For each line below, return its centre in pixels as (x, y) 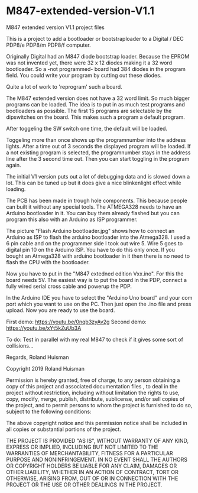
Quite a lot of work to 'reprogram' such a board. (64, 86)
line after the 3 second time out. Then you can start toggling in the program (98, 158)
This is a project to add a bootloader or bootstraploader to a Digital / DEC (95, 38)
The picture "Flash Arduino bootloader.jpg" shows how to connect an (90, 231)
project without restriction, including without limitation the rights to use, (93, 393)
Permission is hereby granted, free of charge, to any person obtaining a (93, 380)
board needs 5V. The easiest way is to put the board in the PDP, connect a (97, 280)
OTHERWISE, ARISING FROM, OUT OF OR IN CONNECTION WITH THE (92, 478)
